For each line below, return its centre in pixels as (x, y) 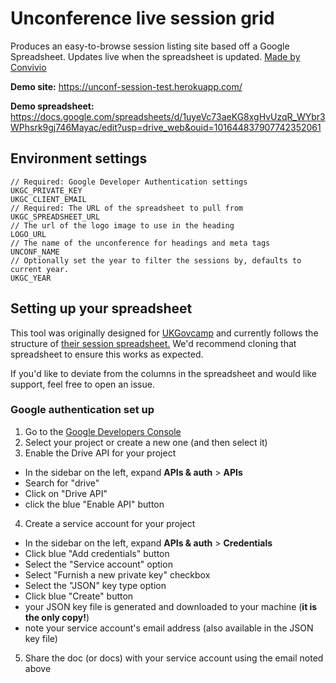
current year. (40, 269)
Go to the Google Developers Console (103, 431)
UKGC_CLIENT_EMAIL (48, 199)
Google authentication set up (82, 410)
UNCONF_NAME (35, 252)
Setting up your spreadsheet (101, 308)
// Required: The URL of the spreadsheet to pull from (127, 208)
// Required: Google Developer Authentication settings (129, 182)
